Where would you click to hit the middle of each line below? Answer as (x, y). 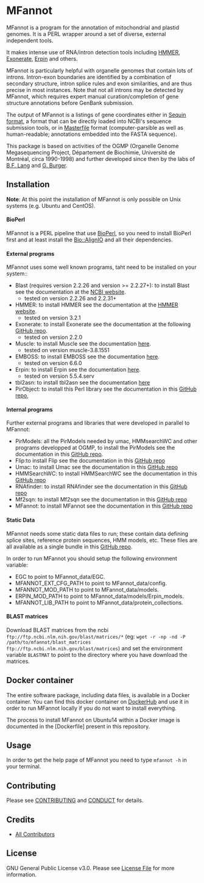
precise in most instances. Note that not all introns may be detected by (95, 90)
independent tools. (30, 40)
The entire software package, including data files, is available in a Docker (98, 695)
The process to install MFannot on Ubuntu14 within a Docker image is (93, 720)
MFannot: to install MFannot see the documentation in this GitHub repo (104, 506)
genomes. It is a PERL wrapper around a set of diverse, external (86, 34)
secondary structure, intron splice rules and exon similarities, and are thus (99, 83)
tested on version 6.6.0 (53, 363)
